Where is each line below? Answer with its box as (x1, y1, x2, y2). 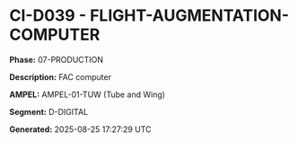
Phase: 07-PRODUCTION (9, 54, 104, 65)
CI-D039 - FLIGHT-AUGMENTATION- (9, 5, 290, 26)
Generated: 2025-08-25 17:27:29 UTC (9, 123, 152, 135)
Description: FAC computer (9, 71, 112, 82)
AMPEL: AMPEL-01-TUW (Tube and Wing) (9, 89, 166, 100)
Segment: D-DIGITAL (9, 106, 88, 117)
